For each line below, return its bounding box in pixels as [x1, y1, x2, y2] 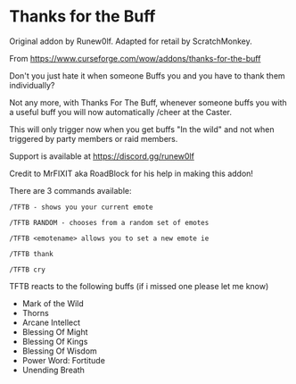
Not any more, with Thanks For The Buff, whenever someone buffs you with [9, 96, 287, 108]
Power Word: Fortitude [21, 355, 105, 365]
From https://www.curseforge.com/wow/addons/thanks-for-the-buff [9, 53, 261, 63]
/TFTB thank [9, 249, 53, 258]
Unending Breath [21, 364, 85, 375]
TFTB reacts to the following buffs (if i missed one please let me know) [9, 280, 269, 291]
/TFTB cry [9, 265, 46, 274]
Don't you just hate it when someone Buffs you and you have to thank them [9, 70, 285, 81]
